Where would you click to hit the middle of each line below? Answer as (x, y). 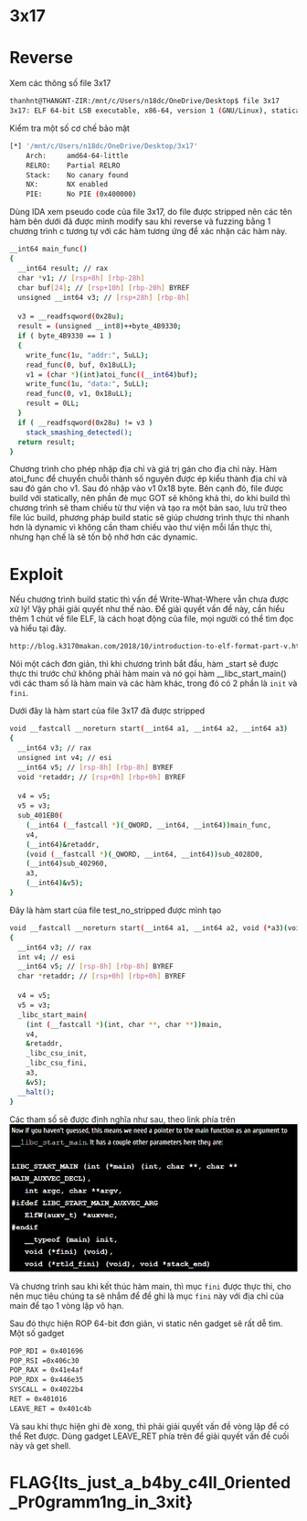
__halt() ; (36, 1092)
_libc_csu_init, (57, 1054)
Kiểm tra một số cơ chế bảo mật (70, 128)
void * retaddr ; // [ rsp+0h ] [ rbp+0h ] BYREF (101, 777)
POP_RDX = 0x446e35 (47, 1380)
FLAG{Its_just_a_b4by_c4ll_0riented (150, 1483)
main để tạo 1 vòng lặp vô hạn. (67, 1305)
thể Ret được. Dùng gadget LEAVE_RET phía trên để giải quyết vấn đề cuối (149, 1436)
